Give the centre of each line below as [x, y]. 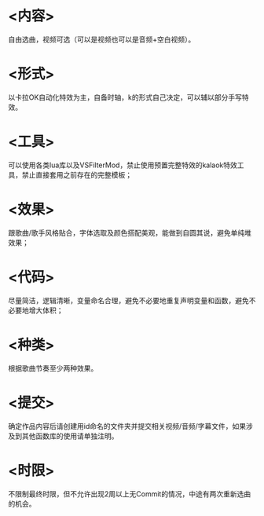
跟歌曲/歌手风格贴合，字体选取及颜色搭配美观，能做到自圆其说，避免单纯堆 [130, 232]
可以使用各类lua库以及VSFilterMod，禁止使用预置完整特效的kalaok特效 [123, 165]
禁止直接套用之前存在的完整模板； [77, 174]
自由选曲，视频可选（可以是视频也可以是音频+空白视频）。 [102, 39]
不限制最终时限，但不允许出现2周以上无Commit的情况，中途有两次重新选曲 [130, 494]
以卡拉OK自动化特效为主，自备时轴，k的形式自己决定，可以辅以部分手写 [125, 97]
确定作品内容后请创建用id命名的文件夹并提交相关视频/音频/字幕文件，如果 [127, 426]
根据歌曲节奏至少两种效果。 [53, 368]
